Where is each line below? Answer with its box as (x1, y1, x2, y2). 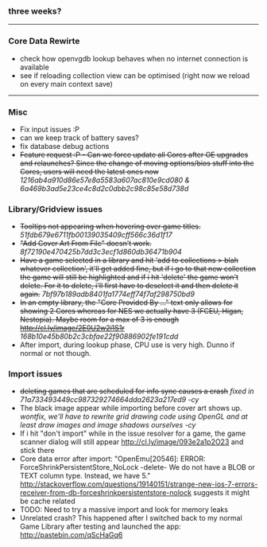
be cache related (19, 496, 75, 506)
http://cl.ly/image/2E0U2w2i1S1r (19, 323, 126, 333)
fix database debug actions (19, 141, 110, 150)
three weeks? (8, 6, 62, 17)
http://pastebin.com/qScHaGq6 (19, 530, 123, 540)
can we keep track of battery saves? (19, 133, 139, 143)
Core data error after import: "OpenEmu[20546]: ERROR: (19, 454, 206, 463)
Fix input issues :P (19, 124, 79, 134)
